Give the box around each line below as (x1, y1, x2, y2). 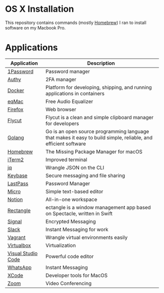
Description (87, 60, 115, 67)
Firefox (7, 106, 23, 113)
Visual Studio (7, 250, 38, 257)
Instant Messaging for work (45, 226, 108, 233)
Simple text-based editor (45, 188, 103, 195)
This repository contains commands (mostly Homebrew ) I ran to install (5, 20, 146, 25)
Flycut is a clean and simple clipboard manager (45, 114, 154, 121)
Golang (7, 134, 24, 141)
